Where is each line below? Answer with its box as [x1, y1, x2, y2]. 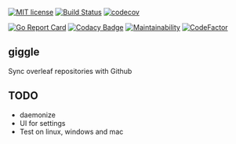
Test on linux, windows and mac [19, 127, 124, 136]
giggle [8, 46, 40, 59]
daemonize [19, 110, 56, 120]
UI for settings [19, 118, 66, 127]
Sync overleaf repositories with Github [8, 66, 133, 76]
